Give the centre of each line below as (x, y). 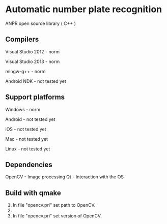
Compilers (22, 39)
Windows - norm (23, 109)
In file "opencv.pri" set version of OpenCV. (57, 216)
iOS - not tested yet (26, 129)
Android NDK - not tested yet (36, 81)
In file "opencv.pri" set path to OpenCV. (54, 205)
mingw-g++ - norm (25, 71)
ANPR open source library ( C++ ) (41, 23)
